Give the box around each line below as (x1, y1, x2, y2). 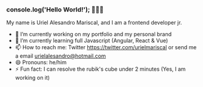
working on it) (15, 74, 50, 82)
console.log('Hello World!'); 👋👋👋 (6, 5, 104, 14)
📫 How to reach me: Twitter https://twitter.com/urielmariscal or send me (15, 44, 197, 51)
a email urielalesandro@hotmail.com (15, 52, 106, 59)
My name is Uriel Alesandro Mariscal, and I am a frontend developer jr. (6, 19, 182, 26)
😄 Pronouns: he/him (15, 59, 67, 66)
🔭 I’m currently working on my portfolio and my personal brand (15, 31, 172, 38)
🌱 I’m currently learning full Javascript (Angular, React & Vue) (15, 37, 168, 44)
